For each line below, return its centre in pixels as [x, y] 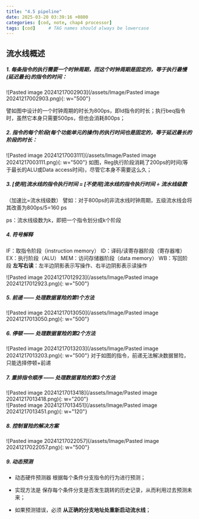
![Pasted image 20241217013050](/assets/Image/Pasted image [82, 313]
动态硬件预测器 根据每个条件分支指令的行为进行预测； [80, 478]
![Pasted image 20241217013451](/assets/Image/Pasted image [82, 405]
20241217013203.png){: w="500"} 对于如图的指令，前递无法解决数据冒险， [98, 356]
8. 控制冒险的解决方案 [32, 426]
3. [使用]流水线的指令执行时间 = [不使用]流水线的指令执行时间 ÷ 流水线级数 [97, 184]
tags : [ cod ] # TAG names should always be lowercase [78, 28]
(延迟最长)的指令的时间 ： [37, 77]
